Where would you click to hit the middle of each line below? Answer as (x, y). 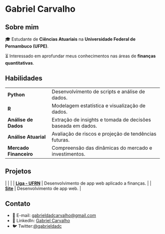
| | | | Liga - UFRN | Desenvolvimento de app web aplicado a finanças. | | (78, 183)
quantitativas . (20, 63)
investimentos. (68, 154)
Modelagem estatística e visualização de (98, 105)
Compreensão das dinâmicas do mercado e (102, 148)
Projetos (18, 172)
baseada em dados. (74, 126)
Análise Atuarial (27, 137)
